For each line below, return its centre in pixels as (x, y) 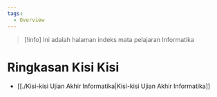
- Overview (29, 20)
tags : (15, 13)
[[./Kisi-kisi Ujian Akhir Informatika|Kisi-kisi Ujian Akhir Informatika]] (114, 86)
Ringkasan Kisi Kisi (63, 67)
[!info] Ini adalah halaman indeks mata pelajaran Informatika (109, 39)
